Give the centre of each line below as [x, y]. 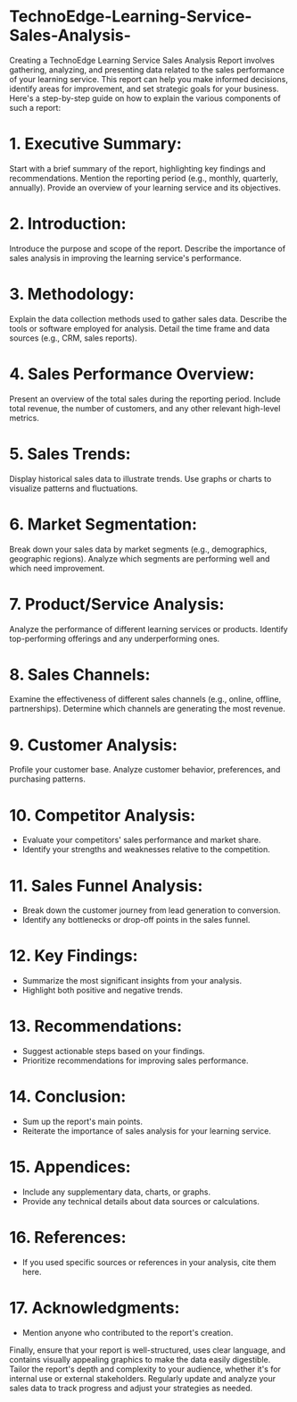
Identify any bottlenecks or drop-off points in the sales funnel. [136, 920]
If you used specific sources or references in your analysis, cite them [149, 1262]
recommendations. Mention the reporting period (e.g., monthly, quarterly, [144, 178]
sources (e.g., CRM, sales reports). [73, 338]
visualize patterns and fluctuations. [74, 488]
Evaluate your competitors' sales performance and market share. [141, 840]
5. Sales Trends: [70, 454]
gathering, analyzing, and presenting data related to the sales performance [147, 70]
